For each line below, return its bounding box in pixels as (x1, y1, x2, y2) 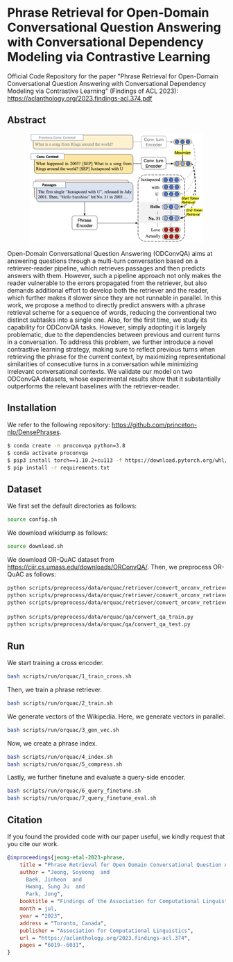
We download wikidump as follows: (7, 529, 108, 537)
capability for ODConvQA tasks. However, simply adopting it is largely (7, 323, 207, 332)
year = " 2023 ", (19, 912, 64, 920)
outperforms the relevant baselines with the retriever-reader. (7, 382, 180, 390)
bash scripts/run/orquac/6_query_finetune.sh (7, 787, 141, 795)
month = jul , (19, 905, 58, 913)
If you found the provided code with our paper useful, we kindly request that (7, 832, 225, 841)
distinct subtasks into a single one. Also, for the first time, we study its (7, 316, 207, 324)
